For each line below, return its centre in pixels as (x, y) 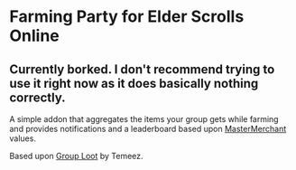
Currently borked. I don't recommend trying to (142, 69)
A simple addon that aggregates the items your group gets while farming (144, 119)
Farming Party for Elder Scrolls (127, 17)
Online (35, 36)
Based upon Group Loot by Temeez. (76, 156)
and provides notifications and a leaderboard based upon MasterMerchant (148, 129)
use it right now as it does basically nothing (134, 83)
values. (23, 138)
